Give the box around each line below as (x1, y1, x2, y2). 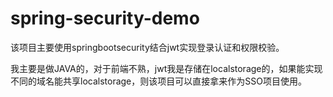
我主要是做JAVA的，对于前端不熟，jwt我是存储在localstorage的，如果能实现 (10, 62, 323, 74)
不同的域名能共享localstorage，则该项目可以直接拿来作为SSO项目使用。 (10, 75, 307, 87)
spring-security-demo (10, 7, 200, 30)
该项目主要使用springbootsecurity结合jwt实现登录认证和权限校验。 (10, 41, 285, 53)
